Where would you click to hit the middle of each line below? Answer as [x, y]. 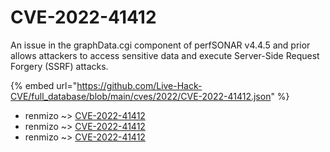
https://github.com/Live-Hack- [139, 85]
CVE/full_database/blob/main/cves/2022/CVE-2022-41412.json [141, 96]
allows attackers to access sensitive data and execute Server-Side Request [165, 55]
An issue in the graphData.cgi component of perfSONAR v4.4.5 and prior [160, 45]
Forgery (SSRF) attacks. [59, 66]
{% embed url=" [44, 85]
